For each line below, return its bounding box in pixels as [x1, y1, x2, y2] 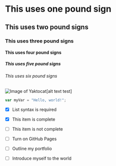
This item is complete [12, 116, 56, 122]
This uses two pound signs [5, 23, 89, 31]
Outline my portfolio [12, 145, 52, 151]
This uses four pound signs [5, 50, 62, 56]
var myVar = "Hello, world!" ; [5, 98, 67, 103]
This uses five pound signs [5, 61, 61, 66]
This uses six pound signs [5, 73, 58, 79]
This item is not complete [12, 126, 63, 132]
